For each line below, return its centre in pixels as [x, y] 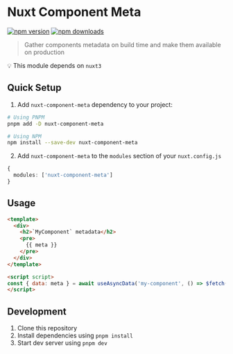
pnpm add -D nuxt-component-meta [55, 124]
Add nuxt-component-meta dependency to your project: [95, 104]
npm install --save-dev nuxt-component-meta [72, 143]
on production [44, 52]
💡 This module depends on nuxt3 [54, 65]
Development [37, 311]
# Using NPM [24, 136]
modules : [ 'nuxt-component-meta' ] [63, 175]
